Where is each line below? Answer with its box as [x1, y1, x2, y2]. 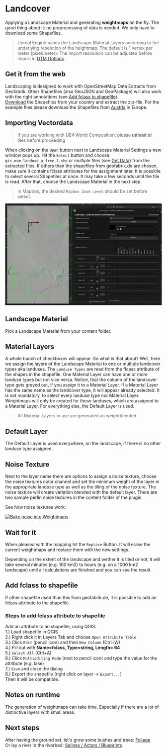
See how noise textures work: [5, 504, 66, 510]
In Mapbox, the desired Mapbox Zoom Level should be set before [17, 188, 148, 194]
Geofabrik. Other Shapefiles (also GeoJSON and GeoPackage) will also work [5, 88, 162, 94]
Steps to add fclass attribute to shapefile [5, 612, 105, 619]
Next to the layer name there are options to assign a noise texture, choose [5, 473, 157, 479]
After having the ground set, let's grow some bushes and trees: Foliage [5, 737, 151, 743]
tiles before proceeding [17, 137, 66, 143]
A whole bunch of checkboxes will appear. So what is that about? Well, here [5, 356, 161, 362]
